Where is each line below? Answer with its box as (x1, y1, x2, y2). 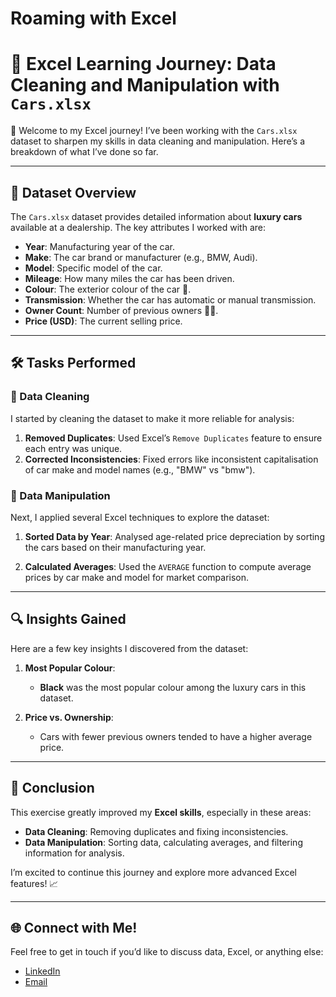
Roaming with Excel (10, 7, 177, 30)
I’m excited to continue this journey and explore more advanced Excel (10, 866, 297, 878)
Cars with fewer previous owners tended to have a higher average (39, 730, 313, 742)
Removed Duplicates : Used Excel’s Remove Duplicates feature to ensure (24, 432, 323, 444)
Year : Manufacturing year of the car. (24, 240, 175, 252)
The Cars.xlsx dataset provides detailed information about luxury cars (10, 210, 303, 222)
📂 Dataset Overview (10, 184, 137, 201)
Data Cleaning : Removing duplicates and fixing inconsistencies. (24, 825, 289, 837)
